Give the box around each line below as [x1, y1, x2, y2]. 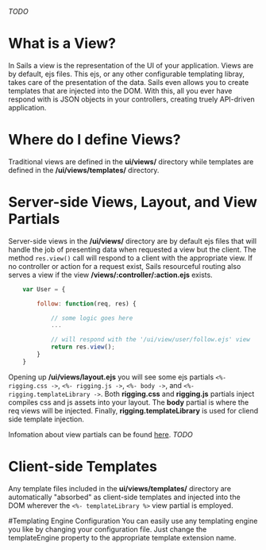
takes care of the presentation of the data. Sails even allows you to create [8, 77, 249, 87]
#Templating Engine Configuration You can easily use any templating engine [8, 516, 258, 525]
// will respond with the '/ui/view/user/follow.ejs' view [50, 336, 250, 344]
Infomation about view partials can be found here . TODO [8, 429, 193, 439]
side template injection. [8, 414, 85, 424]
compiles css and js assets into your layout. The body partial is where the [8, 397, 249, 407]
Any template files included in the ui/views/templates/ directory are [8, 483, 232, 493]
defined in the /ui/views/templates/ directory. [8, 165, 160, 175]
